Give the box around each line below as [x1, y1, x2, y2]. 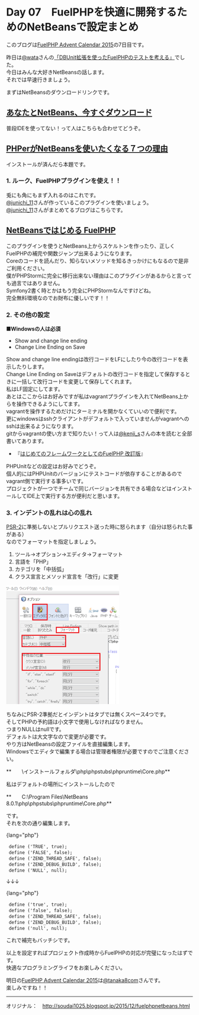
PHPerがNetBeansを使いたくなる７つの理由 [6, 144, 168, 154]
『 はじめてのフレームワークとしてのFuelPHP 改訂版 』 [14, 450, 146, 457]
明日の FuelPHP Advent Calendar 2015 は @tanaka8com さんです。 [6, 977, 164, 984]
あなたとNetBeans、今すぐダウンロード [6, 108, 152, 118]
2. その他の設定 [6, 310, 50, 319]
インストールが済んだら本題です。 [6, 160, 89, 168]
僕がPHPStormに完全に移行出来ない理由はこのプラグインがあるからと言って [6, 272, 192, 279]
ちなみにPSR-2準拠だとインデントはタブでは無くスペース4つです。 [6, 711, 169, 718]
